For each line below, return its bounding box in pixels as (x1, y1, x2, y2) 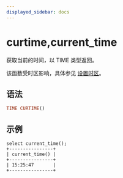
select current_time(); (6, 141, 67, 147)
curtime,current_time (6, 35, 117, 49)
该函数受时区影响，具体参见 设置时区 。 (6, 69, 105, 76)
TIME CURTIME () (6, 105, 45, 112)
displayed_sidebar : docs (6, 9, 70, 15)
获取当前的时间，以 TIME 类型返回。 (6, 56, 98, 64)
